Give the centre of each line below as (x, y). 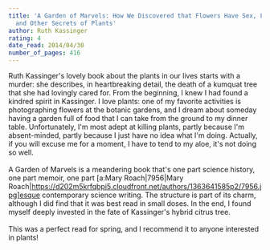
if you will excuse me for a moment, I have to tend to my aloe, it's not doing (133, 144)
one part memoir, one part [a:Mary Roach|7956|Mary (96, 178)
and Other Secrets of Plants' (66, 23)
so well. (21, 152)
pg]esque (24, 195)
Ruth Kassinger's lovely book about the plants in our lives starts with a (125, 76)
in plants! (23, 238)
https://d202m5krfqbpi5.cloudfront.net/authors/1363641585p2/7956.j (147, 186)
